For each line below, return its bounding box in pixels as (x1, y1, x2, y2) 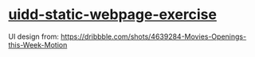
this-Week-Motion (8, 40, 68, 49)
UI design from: (8, 32, 60, 41)
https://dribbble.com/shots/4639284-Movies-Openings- (61, 32, 247, 41)
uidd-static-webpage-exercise (8, 6, 218, 24)
